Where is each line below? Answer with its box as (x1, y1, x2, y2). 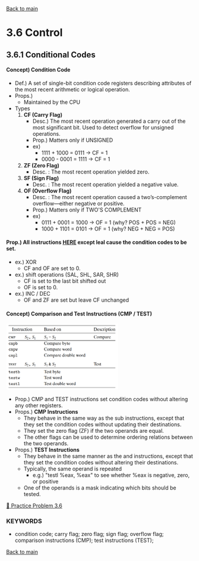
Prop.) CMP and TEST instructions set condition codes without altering (14, 395, 188, 402)
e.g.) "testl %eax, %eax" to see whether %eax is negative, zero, (32, 471, 190, 479)
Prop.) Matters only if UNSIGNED (32, 137, 113, 144)
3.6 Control (6, 26, 63, 39)
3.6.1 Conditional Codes (6, 49, 96, 60)
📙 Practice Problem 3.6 (6, 502, 62, 509)
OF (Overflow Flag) (23, 187, 72, 194)
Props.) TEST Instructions (14, 446, 80, 453)
